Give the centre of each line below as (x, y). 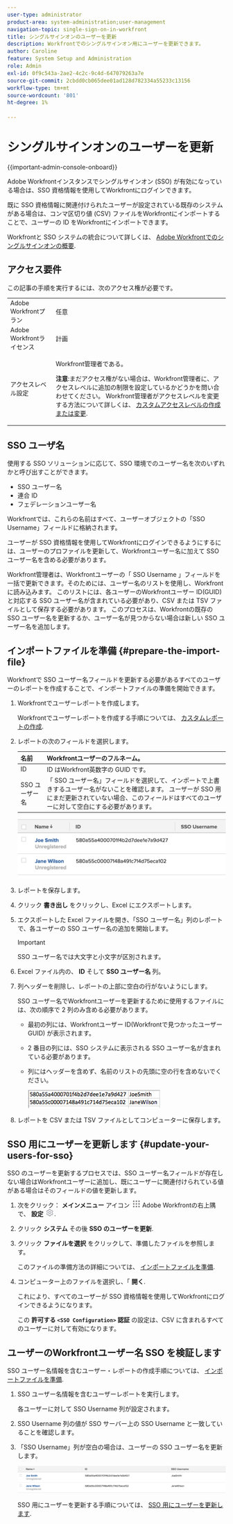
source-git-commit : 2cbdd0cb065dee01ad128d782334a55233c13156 (99, 81)
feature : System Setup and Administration (69, 59)
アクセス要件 (34, 270)
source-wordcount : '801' (43, 95)
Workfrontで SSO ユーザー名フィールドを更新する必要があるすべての (105, 680)
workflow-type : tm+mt (38, 88)
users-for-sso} (41, 1155)
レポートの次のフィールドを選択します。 (75, 741)
